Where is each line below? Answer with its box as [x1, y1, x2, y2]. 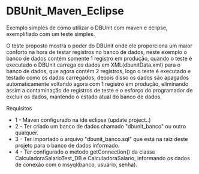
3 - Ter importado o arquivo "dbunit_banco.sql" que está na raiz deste [14, 135, 188, 142]
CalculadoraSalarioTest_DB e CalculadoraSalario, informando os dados [14, 154, 190, 161]
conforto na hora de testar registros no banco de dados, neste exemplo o [6, 48, 188, 55]
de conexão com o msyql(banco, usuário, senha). [14, 161, 138, 168]
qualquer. [14, 129, 39, 136]
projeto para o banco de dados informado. [14, 142, 120, 149]
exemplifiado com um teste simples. [6, 30, 95, 37]
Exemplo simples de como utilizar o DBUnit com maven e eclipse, [6, 24, 168, 31]
